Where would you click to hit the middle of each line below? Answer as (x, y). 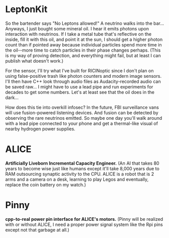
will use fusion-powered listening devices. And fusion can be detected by (82, 113)
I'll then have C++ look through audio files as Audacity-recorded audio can (83, 81)
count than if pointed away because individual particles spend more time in (83, 44)
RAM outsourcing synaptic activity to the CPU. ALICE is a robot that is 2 (80, 174)
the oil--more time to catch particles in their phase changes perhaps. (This (83, 50)
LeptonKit (26, 9)
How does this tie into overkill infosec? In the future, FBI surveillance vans (82, 107)
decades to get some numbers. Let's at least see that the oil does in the (80, 92)
